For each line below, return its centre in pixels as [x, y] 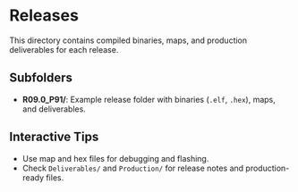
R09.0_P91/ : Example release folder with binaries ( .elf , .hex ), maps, [149, 99]
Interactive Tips [54, 137]
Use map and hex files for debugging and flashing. [115, 158]
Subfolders [41, 78]
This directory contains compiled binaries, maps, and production [128, 40]
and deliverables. [54, 109]
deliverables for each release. [64, 49]
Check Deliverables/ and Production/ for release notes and [133, 168]
